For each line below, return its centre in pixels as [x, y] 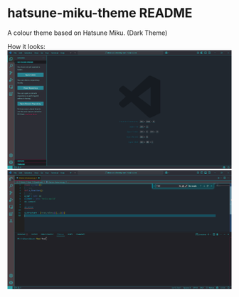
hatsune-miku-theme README [100, 13]
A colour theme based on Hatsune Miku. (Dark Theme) [87, 33]
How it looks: [27, 46]
